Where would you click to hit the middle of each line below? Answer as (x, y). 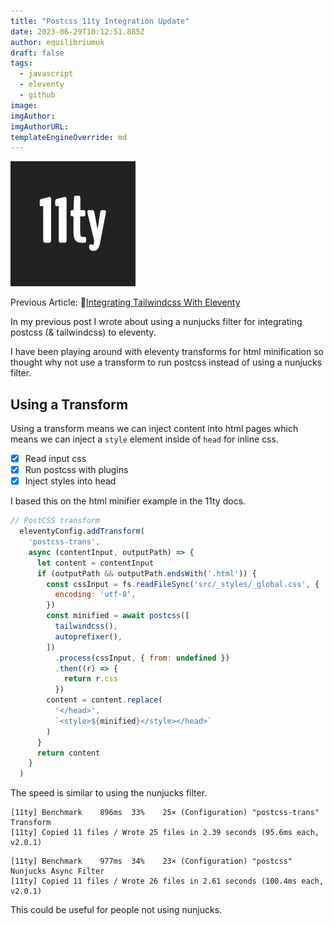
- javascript (46, 74)
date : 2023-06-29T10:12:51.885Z (77, 31)
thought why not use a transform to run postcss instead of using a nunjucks (166, 362)
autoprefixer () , (88, 636)
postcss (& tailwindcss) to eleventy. (83, 332)
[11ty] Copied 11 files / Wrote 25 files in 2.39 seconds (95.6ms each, (165, 833)
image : (24, 105)
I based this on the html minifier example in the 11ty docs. (128, 501)
